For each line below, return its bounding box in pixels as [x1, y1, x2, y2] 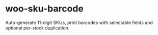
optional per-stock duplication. [5, 24, 70, 30]
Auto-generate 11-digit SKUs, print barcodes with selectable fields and [5, 19, 153, 25]
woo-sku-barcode [5, 3, 84, 14]
